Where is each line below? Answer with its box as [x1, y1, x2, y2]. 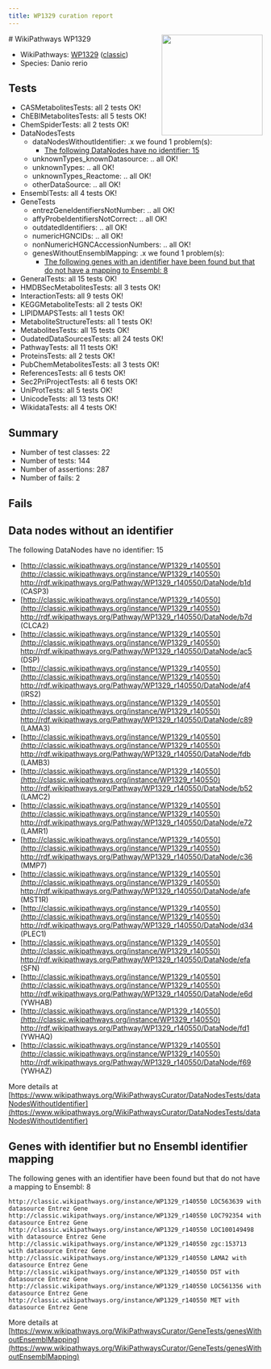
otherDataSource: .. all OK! [31, 180, 121, 189]
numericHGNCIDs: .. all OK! [31, 231, 123, 241]
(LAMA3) [19, 723, 51, 734]
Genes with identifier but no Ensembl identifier [8, 1139, 248, 1153]
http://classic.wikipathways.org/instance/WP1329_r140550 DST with [8, 1268, 240, 1276]
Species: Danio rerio [19, 58, 88, 68]
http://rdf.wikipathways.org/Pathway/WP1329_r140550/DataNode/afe [19, 886, 251, 896]
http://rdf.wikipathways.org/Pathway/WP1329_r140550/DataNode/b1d [19, 578, 252, 588]
